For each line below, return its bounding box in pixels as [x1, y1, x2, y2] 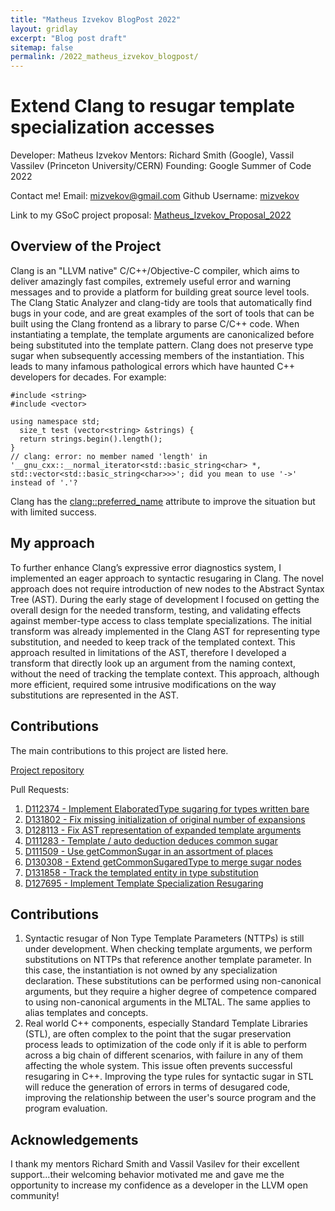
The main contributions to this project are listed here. [10, 744, 229, 756]
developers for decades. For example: [10, 371, 167, 383]
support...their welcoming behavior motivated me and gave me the [10, 1169, 285, 1181]
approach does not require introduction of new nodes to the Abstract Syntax [10, 582, 325, 595]
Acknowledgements [10, 1131, 139, 1148]
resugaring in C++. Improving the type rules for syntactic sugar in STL [24, 1071, 314, 1083]
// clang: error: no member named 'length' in [10, 451, 208, 461]
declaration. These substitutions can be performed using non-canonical [24, 975, 322, 987]
